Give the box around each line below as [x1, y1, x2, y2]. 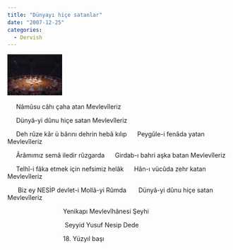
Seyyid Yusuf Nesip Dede [64, 221, 139, 230]
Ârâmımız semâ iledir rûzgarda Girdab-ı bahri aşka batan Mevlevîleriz [16, 151, 226, 160]
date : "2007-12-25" [7, 18, 65, 26]
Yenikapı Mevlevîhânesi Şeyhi [63, 207, 150, 215]
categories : [7, 26, 42, 33]
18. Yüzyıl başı [63, 234, 104, 243]
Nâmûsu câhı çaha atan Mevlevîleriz [16, 102, 121, 111]
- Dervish [13, 34, 42, 41]
